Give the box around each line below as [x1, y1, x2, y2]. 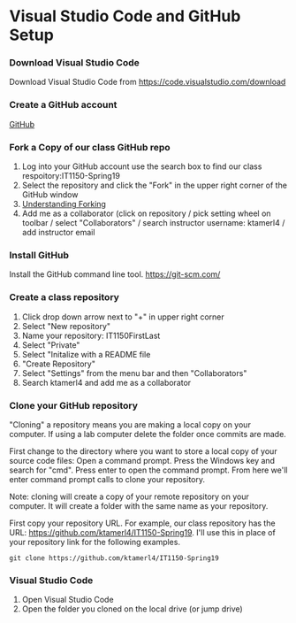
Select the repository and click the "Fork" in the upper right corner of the [21, 180, 287, 191]
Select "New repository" [21, 320, 111, 331]
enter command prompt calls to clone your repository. [9, 473, 206, 484]
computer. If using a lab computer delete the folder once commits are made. [9, 428, 287, 439]
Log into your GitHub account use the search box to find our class [21, 161, 262, 172]
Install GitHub [9, 250, 69, 261]
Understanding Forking [21, 199, 106, 210]
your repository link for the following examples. [9, 536, 181, 547]
